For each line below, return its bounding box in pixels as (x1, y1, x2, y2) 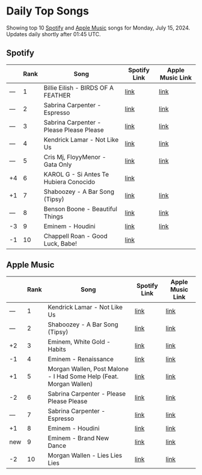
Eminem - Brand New (47, 433, 109, 442)
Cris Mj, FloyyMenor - (43, 152, 106, 161)
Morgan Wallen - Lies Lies (47, 451, 123, 459)
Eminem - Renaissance (47, 355, 114, 363)
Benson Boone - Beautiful (43, 205, 117, 213)
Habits (47, 345, 66, 353)
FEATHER (43, 91, 71, 99)
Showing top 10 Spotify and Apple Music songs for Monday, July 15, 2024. (6, 24, 191, 31)
